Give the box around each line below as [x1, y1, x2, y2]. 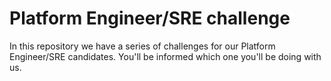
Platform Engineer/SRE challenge [9, 7, 291, 30]
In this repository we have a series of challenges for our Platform [9, 40, 276, 52]
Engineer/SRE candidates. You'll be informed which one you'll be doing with [9, 50, 322, 62]
